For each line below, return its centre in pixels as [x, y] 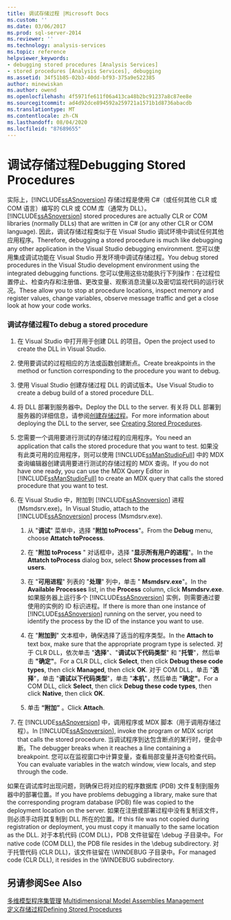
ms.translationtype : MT [41, 109]
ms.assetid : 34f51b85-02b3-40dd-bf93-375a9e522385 [81, 77]
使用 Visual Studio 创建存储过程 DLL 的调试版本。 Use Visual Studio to [115, 385]
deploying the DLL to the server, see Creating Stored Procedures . [110, 423]
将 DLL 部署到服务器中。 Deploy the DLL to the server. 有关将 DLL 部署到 [119, 407]
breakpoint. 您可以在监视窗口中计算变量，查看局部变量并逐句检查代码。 [118, 756]
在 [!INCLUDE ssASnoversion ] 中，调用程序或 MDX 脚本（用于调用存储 [116, 722]
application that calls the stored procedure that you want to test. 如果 [115, 446]
